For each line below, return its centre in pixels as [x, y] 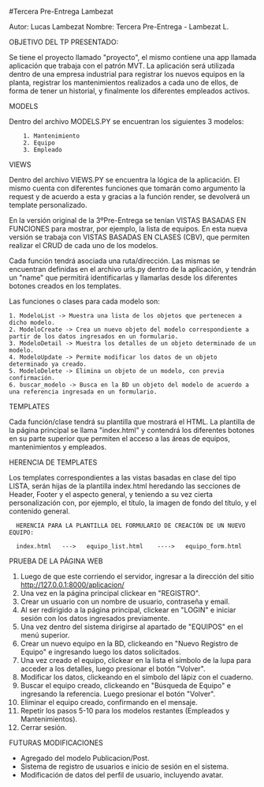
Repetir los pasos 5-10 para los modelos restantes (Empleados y [125, 711]
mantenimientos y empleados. [58, 447]
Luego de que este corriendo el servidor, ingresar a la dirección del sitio [137, 576]
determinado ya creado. [48, 364]
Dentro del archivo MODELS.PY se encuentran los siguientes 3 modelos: [126, 121]
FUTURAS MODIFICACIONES [56, 743]
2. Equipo [39, 143]
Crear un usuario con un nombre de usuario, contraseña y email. [125, 601]
